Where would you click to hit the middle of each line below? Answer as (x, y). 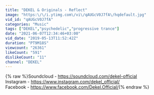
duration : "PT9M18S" (27, 43)
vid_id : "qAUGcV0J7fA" (29, 19)
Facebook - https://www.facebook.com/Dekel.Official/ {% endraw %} (78, 87)
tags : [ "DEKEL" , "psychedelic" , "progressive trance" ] (62, 29)
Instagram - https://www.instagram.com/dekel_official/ (63, 82)
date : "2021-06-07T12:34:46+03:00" (43, 34)
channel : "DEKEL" (24, 62)
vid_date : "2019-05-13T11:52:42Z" (42, 39)
